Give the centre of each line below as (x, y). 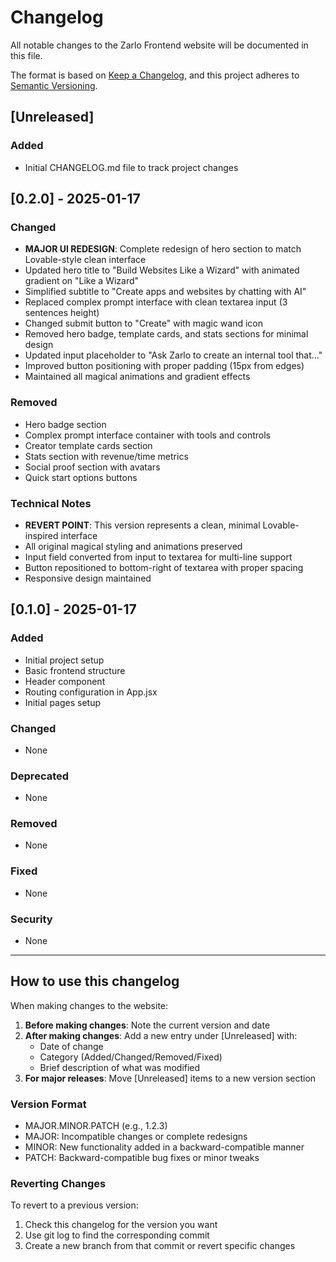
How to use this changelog (95, 981)
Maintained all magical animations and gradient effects (137, 377)
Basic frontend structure (75, 670)
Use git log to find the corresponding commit (117, 1235)
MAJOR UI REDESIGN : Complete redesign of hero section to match (163, 249)
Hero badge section (65, 424)
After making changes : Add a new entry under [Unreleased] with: (161, 1035)
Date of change (71, 1046)
